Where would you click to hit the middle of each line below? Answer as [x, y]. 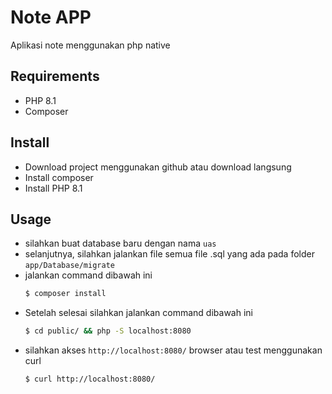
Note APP [51, 17]
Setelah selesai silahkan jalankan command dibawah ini [138, 313]
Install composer [59, 177]
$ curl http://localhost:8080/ [90, 379]
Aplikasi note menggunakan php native [90, 45]
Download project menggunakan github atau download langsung [158, 167]
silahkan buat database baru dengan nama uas [120, 243]
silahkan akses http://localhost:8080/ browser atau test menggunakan [173, 350]
